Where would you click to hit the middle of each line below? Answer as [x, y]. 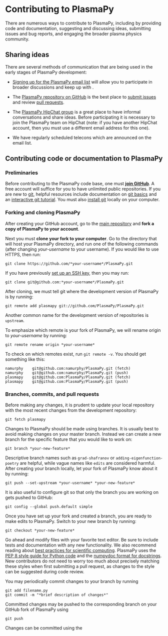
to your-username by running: [36, 335]
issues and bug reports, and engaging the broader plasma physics [73, 34]
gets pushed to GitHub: [29, 498]
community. [17, 39]
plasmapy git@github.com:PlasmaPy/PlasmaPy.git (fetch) [68, 377]
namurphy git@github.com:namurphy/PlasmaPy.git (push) [67, 373]
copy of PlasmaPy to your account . [42, 229]
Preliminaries [22, 173]
